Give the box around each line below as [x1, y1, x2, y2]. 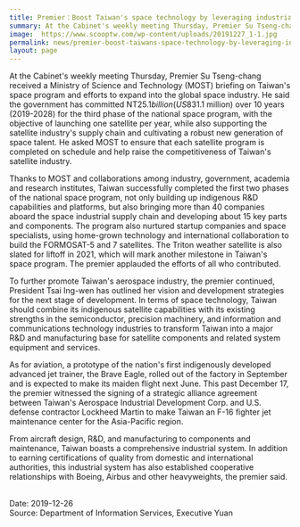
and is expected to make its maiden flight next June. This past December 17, [9, 378, 289, 389]
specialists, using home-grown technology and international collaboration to [9, 230, 289, 241]
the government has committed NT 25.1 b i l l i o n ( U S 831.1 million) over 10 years [9, 99, 285, 110]
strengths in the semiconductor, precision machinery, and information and [9, 314, 281, 325]
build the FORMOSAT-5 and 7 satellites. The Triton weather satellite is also [9, 240, 283, 251]
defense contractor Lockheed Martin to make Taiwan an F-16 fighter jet [9, 407, 271, 417]
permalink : [9, 37, 50, 47]
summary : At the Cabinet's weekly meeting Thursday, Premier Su [9, 21, 254, 30]
